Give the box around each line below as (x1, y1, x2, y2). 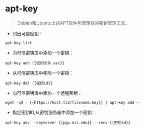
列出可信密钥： (12, 30, 43, 36)
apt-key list (5, 40, 32, 45)
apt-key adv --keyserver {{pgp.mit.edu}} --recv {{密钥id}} (5, 120, 131, 125)
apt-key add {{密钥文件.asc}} (5, 61, 65, 65)
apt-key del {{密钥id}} (5, 80, 53, 86)
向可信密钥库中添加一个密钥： (12, 50, 73, 56)
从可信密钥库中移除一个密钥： (12, 70, 73, 76)
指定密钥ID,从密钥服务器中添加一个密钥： (12, 109, 97, 115)
